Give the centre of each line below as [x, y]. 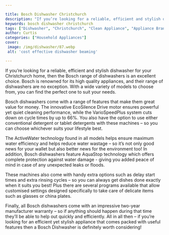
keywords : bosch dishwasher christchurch [49, 24]
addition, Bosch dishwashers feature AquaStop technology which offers [80, 154]
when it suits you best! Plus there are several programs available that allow [82, 185]
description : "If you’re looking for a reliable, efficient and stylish [83, 19]
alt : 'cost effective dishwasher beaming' [53, 52]
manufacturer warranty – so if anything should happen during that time [78, 211]
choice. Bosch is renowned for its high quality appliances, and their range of [84, 81]
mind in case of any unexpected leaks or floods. [55, 165]
